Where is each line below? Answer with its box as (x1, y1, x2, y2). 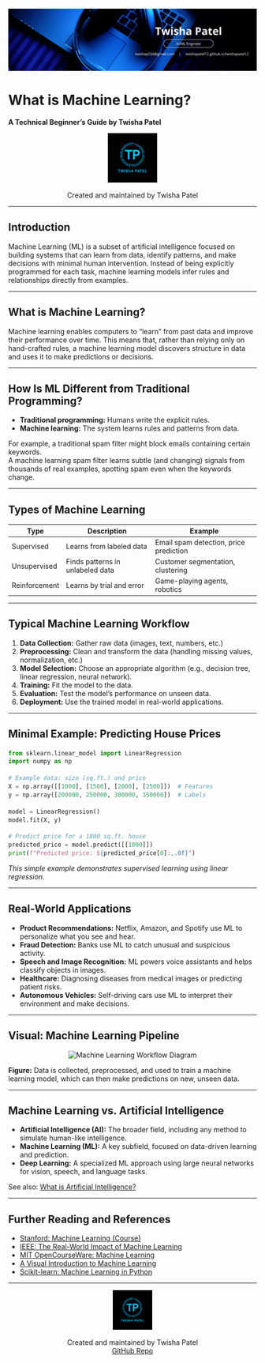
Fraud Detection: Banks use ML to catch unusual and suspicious (19, 939, 230, 949)
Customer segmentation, (155, 557, 235, 567)
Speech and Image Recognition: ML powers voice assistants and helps (19, 957, 252, 966)
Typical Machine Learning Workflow (8, 617, 190, 631)
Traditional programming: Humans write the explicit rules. (19, 416, 211, 425)
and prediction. (19, 1150, 69, 1160)
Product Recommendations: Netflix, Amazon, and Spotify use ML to (19, 923, 243, 932)
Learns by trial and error (65, 580, 144, 589)
